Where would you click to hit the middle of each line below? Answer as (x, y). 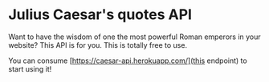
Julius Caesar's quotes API (100, 15)
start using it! (30, 68)
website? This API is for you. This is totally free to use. (98, 45)
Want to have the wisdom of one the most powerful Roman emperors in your (134, 37)
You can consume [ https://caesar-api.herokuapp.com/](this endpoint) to (128, 61)
